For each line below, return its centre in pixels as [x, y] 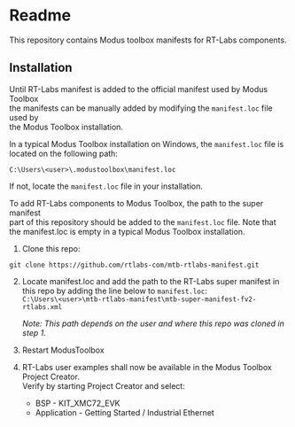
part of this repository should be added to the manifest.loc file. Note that [143, 221]
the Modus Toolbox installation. [66, 127]
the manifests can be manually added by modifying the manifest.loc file [141, 108]
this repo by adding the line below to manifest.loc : [115, 291]
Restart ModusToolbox [63, 350]
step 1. [34, 332]
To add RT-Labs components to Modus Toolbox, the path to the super [136, 203]
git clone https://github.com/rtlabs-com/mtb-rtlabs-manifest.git [134, 265]
